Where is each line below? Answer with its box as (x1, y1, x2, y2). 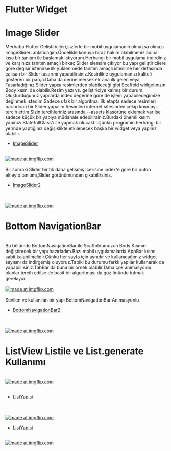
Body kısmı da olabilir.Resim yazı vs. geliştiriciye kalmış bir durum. (5, 87, 144, 93)
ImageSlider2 (12, 182, 41, 188)
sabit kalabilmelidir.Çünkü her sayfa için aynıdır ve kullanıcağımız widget (5, 254, 157, 260)
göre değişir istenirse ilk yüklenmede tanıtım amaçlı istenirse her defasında (5, 65, 162, 72)
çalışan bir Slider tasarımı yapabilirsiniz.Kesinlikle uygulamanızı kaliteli (5, 71, 152, 77)
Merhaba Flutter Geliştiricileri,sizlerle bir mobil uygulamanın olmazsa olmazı (5, 44, 164, 50)
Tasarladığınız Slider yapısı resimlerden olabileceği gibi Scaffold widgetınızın (5, 82, 166, 88)
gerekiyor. (5, 275, 27, 282)
